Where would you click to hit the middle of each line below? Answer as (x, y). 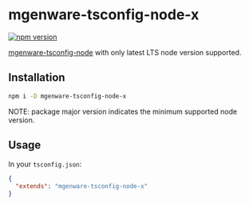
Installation (37, 78)
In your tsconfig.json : (45, 164)
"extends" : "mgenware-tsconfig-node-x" (82, 187)
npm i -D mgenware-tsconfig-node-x (67, 96)
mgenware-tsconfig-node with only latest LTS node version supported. (125, 52)
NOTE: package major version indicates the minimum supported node (123, 111)
